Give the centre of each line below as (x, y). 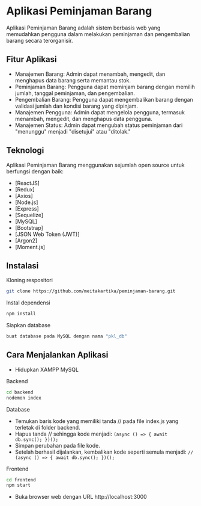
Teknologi (25, 151)
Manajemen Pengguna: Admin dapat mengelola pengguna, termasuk (100, 112)
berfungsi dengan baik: (35, 171)
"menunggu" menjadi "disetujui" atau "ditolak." (73, 131)
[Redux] (25, 189)
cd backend (20, 392)
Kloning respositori (29, 280)
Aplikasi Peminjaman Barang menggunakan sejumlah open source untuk (95, 165)
